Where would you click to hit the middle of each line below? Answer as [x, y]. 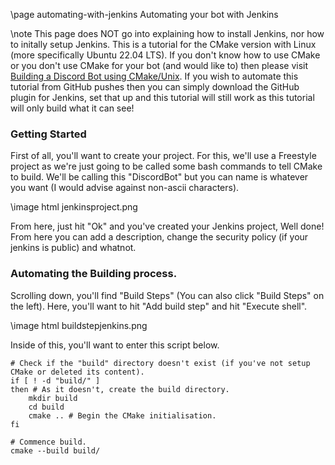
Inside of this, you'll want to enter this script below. [115, 345]
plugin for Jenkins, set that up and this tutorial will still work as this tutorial [162, 97]
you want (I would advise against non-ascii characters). [125, 188]
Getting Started [48, 134]
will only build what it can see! [72, 108]
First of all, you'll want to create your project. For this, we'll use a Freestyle [163, 156]
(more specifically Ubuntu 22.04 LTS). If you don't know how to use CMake [165, 55]
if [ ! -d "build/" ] [55, 380]
